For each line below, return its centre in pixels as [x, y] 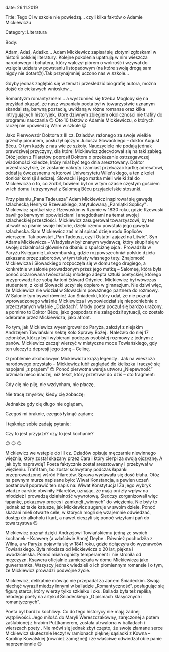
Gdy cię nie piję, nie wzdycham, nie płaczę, [50, 384]
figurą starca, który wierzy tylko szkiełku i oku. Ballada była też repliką [78, 591]
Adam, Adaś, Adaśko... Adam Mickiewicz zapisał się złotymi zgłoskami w [81, 52]
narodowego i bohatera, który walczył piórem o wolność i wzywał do [76, 63]
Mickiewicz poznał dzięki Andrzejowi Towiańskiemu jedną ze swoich [76, 533]
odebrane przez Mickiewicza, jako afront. [48, 317]
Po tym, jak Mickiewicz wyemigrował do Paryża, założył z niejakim [74, 327]
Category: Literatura [26, 32]
